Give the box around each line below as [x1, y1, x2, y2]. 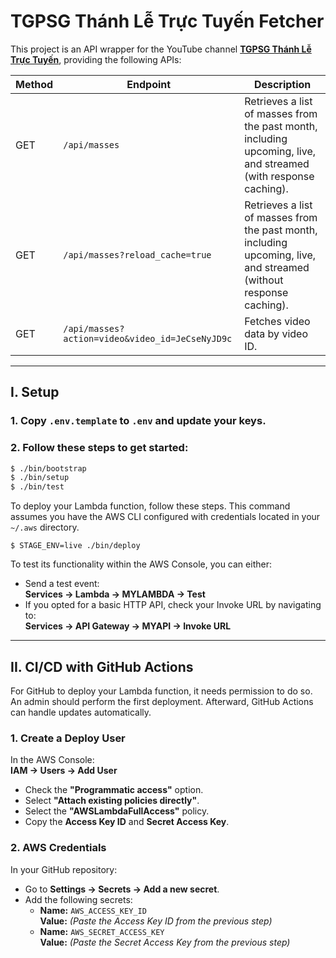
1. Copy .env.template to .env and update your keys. [10, 414, 267, 428]
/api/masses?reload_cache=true [63, 249, 212, 260]
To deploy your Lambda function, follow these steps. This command [10, 500, 291, 512]
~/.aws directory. [10, 521, 80, 534]
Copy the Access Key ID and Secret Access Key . [24, 816, 230, 828]
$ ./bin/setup [10, 473, 70, 483]
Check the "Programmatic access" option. [24, 784, 204, 796]
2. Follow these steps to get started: [10, 441, 189, 455]
